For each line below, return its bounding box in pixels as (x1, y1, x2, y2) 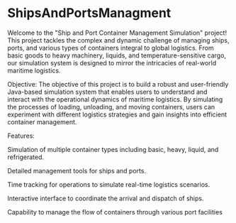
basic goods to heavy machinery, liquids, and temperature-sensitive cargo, (7, 51, 227, 60)
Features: (7, 131, 35, 140)
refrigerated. (7, 153, 45, 161)
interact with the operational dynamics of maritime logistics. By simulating (7, 94, 223, 104)
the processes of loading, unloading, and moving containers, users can (7, 102, 215, 111)
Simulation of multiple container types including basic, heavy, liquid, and (7, 145, 219, 153)
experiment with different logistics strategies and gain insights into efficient (7, 110, 227, 119)
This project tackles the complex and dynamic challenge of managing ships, (7, 36, 230, 44)
